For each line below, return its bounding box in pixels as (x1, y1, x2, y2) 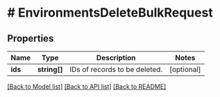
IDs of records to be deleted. (69, 64, 163, 74)
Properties (7, 33, 54, 44)
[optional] (169, 64, 201, 74)
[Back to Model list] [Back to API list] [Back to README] (7, 82, 167, 91)
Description (96, 53, 137, 62)
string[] (37, 64, 63, 74)
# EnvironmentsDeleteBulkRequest (7, 5, 213, 21)
